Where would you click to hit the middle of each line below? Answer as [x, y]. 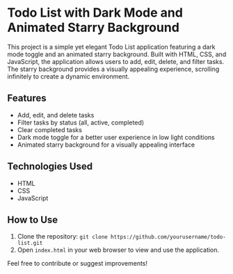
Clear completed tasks [49, 129]
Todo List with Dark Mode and [95, 13]
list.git [30, 243]
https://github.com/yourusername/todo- [168, 237]
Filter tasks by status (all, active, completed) [81, 122]
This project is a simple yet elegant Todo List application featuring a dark [111, 47]
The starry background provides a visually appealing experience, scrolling [113, 69]
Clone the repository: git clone [62, 236]
